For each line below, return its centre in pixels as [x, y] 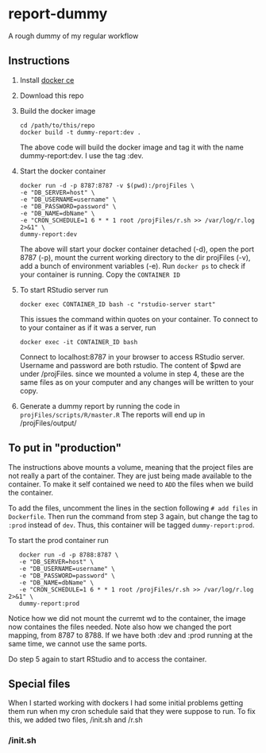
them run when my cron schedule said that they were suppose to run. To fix [132, 712]
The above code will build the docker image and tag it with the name [131, 147]
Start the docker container [63, 171]
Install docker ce [47, 80]
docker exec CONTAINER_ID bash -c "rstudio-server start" [118, 304]
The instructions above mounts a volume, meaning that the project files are [131, 467]
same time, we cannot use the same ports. [78, 643]
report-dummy [58, 14]
